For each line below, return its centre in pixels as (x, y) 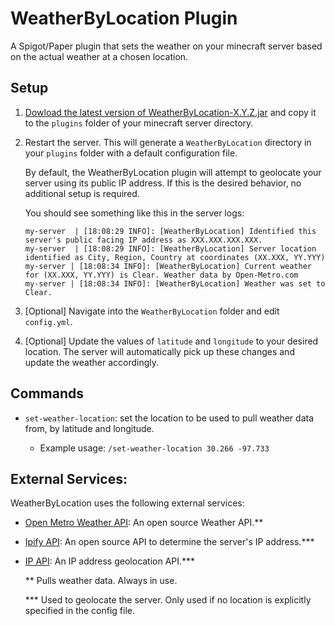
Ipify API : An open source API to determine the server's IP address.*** (169, 542)
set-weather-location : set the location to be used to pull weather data (169, 418)
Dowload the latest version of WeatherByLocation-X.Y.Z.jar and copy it (170, 112)
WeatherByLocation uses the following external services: (127, 503)
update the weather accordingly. (92, 362)
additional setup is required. (82, 193)
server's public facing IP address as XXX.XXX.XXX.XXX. (143, 240)
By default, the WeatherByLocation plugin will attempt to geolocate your (173, 172)
